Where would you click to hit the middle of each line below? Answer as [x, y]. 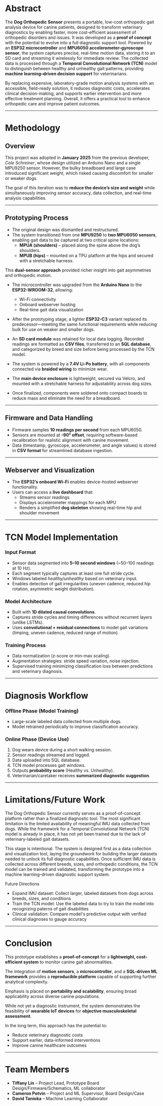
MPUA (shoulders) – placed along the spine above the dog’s [80, 245]
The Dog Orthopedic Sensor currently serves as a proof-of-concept [73, 814]
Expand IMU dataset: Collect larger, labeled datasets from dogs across [83, 893]
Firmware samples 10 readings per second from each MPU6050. [77, 430]
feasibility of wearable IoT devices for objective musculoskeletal [71, 1011]
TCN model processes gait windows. [49, 765]
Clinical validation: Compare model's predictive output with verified [79, 914]
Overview [20, 146]
